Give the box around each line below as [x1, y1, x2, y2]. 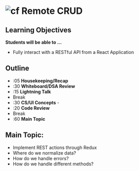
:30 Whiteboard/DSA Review [12, 83, 75, 89]
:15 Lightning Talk [12, 88, 51, 94]
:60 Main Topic [12, 116, 45, 122]
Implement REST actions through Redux [12, 144, 97, 150]
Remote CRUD [21, 5, 83, 17]
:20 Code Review [12, 105, 50, 111]
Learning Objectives [5, 26, 72, 34]
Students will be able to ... [5, 39, 62, 45]
